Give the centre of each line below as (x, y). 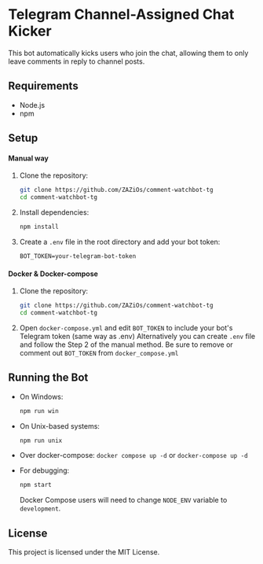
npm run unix (41, 441)
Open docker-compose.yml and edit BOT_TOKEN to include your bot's (126, 327)
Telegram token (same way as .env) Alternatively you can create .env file (137, 336)
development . (40, 508)
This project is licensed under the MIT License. (84, 552)
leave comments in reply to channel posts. (77, 61)
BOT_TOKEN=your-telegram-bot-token (78, 256)
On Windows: (41, 396)
